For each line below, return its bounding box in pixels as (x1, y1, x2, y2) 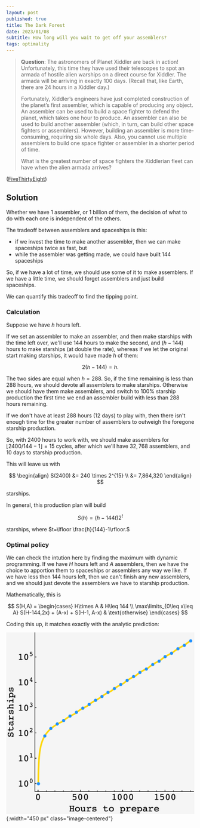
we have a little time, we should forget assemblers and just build (6, 275, 164, 282)
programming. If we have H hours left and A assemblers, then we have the (6, 561, 189, 568)
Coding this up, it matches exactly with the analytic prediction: (6, 621, 159, 628)
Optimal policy (6, 540, 50, 549)
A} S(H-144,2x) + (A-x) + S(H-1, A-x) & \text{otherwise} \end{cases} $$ (13, 609, 188, 616)
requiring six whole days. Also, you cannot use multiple (51, 133, 187, 140)
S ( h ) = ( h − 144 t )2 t (77, 513, 124, 521)
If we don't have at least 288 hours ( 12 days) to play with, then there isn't (6, 412, 186, 419)
